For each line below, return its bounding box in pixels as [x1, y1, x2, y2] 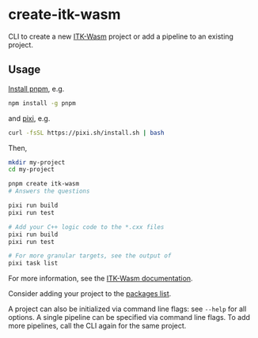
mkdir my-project [8, 158, 66, 167]
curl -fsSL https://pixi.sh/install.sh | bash [8, 129, 165, 137]
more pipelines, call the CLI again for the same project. [8, 321, 187, 331]
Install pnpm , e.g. [8, 84, 65, 93]
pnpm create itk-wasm [8, 180, 80, 188]
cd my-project [8, 166, 55, 174]
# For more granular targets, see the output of [8, 252, 172, 260]
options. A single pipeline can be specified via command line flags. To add [8, 313, 251, 322]
